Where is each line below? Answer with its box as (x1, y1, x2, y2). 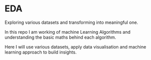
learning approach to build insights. (4, 49, 77, 55)
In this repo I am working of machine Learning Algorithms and (4, 29, 131, 35)
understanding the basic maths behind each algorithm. (4, 34, 116, 40)
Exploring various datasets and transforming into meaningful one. (4, 19, 138, 25)
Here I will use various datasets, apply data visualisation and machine (4, 44, 147, 50)
